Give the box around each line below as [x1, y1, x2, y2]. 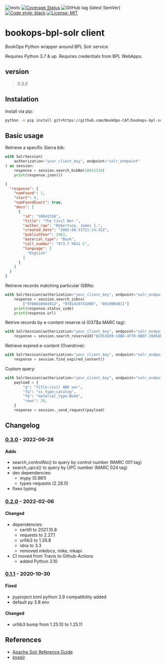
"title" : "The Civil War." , [23, 218, 81, 223]
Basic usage [5, 131, 43, 140]
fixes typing [12, 486, 37, 492]
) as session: [5, 163, 35, 168]
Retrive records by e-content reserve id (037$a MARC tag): [5, 319, 126, 325]
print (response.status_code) [14, 306, 74, 311]
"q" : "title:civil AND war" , [23, 384, 83, 390]
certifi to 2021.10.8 [19, 526, 57, 532]
